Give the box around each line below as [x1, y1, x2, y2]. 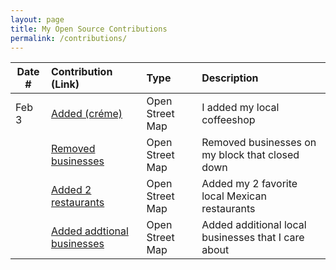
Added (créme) [50, 107, 123, 121]
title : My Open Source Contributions [10, 24, 168, 34]
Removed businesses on [201, 136, 317, 150]
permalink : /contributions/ [10, 33, 128, 43]
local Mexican [201, 189, 267, 203]
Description [201, 71, 259, 85]
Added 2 [50, 183, 92, 197]
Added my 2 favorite [201, 177, 298, 191]
